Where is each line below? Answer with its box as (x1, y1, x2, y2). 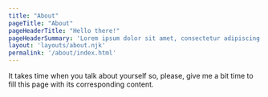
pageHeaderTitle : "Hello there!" (8, 26, 120, 34)
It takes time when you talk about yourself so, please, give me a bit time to (8, 71, 254, 80)
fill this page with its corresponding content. (8, 79, 154, 89)
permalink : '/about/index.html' (8, 49, 116, 57)
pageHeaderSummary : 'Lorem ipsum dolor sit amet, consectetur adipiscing (8, 34, 261, 42)
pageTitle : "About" (8, 19, 74, 27)
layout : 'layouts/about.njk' (8, 42, 106, 50)
